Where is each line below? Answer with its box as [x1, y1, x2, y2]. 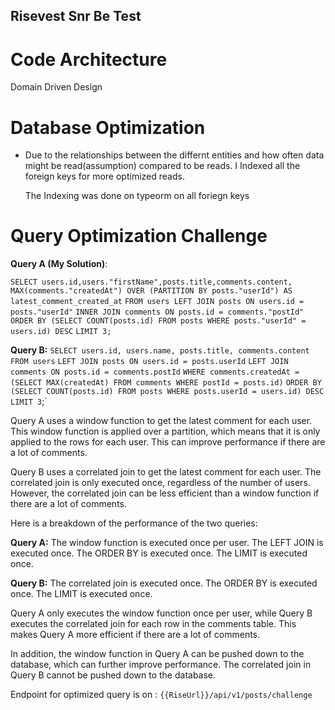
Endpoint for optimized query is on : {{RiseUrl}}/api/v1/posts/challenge [10, 689, 313, 701]
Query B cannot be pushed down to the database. [10, 669, 217, 681]
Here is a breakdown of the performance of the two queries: [10, 517, 258, 529]
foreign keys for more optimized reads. [24, 170, 185, 183]
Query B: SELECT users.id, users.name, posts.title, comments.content [10, 344, 310, 356]
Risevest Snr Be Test [10, 8, 142, 25]
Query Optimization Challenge [10, 225, 268, 248]
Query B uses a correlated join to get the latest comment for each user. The [10, 466, 322, 478]
